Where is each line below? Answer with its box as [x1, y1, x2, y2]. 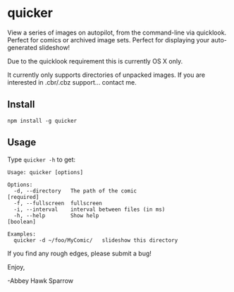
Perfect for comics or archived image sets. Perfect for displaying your [7, 35, 210, 44]
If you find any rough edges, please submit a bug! [7, 249, 152, 257]
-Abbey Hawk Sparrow [7, 276, 74, 285]
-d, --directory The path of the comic [13, 187, 137, 195]
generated [7, 43, 37, 51]
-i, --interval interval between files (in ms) [13, 206, 166, 213]
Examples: [7, 231, 37, 238]
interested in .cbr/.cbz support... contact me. [7, 78, 137, 86]
